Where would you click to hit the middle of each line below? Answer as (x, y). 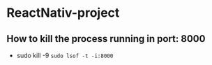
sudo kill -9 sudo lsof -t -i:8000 (65, 55)
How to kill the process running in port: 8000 (106, 39)
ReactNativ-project (63, 13)
